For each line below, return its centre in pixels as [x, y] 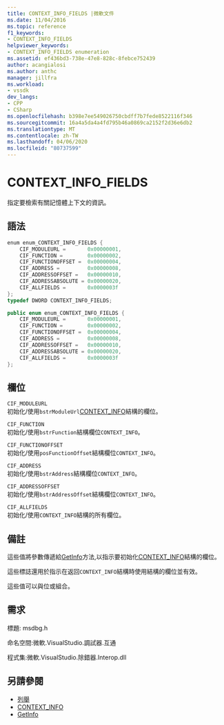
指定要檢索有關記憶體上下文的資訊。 [59, 202]
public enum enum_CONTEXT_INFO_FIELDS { [66, 313]
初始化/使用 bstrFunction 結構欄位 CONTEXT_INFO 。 [75, 432]
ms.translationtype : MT [41, 129]
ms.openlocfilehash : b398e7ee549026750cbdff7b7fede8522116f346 [100, 116]
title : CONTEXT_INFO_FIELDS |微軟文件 [61, 13]
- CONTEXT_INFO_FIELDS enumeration [58, 52]
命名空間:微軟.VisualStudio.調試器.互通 [62, 642]
